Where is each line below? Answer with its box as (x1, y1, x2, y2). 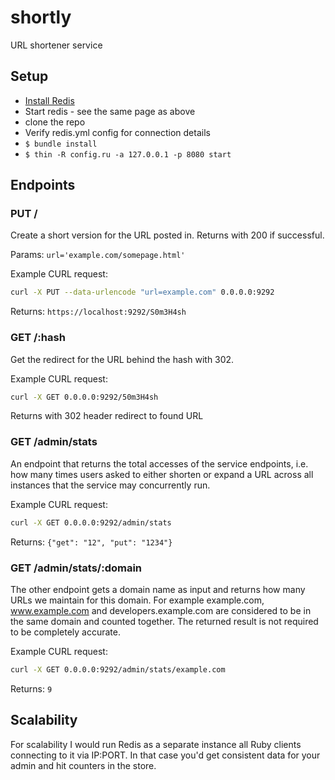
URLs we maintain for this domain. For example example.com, (10, 594, 265, 606)
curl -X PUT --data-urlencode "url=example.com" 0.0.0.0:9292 (10, 287, 275, 298)
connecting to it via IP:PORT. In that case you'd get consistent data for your (10, 749, 321, 761)
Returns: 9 (10, 682, 53, 695)
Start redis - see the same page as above (24, 105, 196, 117)
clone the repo (24, 116, 86, 128)
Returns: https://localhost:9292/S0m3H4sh (10, 306, 187, 318)
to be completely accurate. (10, 626, 122, 638)
